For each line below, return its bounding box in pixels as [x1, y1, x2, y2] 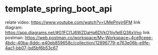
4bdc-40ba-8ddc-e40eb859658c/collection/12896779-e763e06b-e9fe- [5, 40, 151, 45]
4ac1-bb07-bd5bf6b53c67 [5, 45, 58, 51]
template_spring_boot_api [5, 3, 112, 14]
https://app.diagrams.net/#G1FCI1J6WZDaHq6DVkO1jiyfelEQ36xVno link [5, 29, 150, 35]
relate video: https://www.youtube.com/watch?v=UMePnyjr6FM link [5, 19, 141, 25]
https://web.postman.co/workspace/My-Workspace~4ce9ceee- [25, 35, 154, 41]
